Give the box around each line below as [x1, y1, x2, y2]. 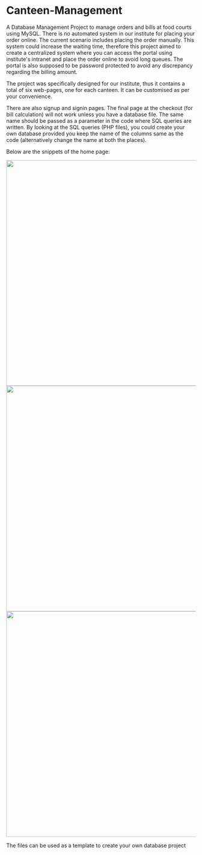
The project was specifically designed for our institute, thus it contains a [6, 79, 185, 87]
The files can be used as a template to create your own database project [6, 842, 186, 849]
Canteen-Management [6, 4, 123, 17]
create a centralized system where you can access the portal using [6, 49, 173, 56]
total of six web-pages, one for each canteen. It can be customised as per [6, 86, 190, 93]
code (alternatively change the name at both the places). [6, 136, 147, 143]
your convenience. [6, 93, 52, 100]
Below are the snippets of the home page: [6, 148, 110, 155]
